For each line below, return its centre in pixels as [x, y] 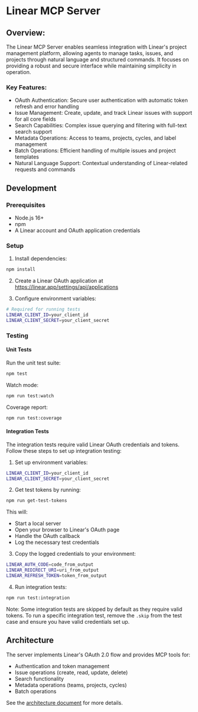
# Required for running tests [43, 310]
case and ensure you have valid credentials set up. [68, 621]
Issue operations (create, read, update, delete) [71, 672]
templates [27, 157]
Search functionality [39, 678]
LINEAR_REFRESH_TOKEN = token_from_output [57, 576]
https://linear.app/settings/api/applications [66, 287]
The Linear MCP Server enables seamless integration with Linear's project [97, 47]
